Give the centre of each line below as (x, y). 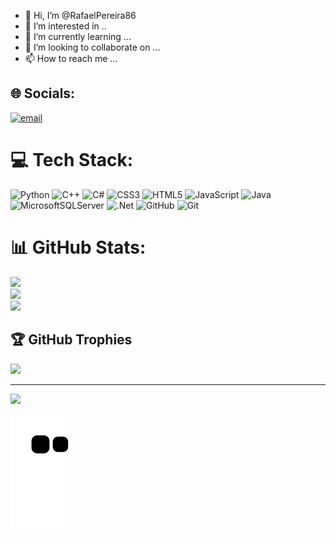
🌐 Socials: (43, 93)
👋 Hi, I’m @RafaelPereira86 (80, 15)
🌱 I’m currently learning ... (78, 36)
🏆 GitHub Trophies (71, 340)
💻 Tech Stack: (72, 160)
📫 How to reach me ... (71, 58)
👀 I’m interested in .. (65, 26)
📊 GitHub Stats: (78, 247)
